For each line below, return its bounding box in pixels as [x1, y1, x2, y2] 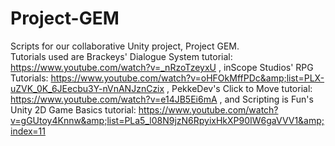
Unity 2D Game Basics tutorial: [10, 103, 137, 116]
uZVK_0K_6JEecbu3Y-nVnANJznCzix [10, 82, 165, 94]
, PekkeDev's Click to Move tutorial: [166, 82, 313, 94]
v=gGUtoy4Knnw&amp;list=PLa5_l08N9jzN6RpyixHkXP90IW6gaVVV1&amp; [10, 114, 325, 126]
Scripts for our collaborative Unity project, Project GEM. [10, 40, 240, 52]
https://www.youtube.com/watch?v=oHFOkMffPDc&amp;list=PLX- [50, 72, 325, 84]
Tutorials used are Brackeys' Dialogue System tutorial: [10, 50, 233, 62]
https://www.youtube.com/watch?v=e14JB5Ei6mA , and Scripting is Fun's [10, 93, 314, 105]
